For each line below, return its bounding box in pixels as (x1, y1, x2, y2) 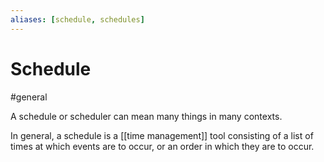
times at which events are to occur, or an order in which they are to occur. (10, 140, 315, 152)
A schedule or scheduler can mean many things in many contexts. (10, 110, 283, 122)
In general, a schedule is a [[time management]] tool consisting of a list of (10, 129, 314, 141)
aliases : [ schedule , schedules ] (10, 14, 145, 25)
